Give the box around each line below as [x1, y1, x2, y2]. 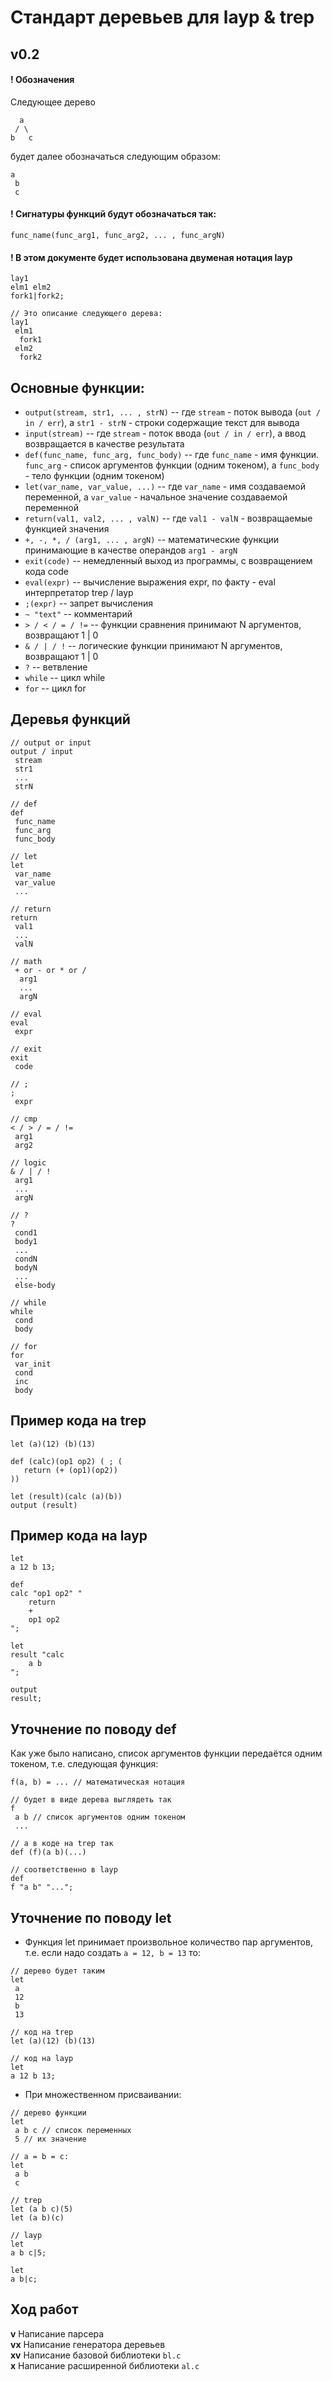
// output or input [10, 737, 92, 748]
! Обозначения [10, 74, 75, 86]
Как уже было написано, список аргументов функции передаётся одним [10, 1747, 323, 1760]
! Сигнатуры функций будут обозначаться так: [10, 208, 217, 220]
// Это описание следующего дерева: [10, 309, 163, 319]
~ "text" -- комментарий [24, 608, 133, 620]
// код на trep [10, 2027, 74, 2038]
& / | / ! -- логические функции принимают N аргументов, [24, 640, 283, 651]
